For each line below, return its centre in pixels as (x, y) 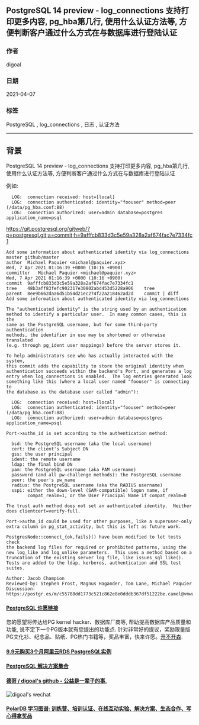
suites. (16, 568)
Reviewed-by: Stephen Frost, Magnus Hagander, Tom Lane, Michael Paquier (99, 584)
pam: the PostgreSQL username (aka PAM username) (74, 470)
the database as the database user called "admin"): (73, 392)
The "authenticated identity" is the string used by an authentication (96, 310)
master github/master (33, 257)
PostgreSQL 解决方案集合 (38, 666)
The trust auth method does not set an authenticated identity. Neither (99, 506)
